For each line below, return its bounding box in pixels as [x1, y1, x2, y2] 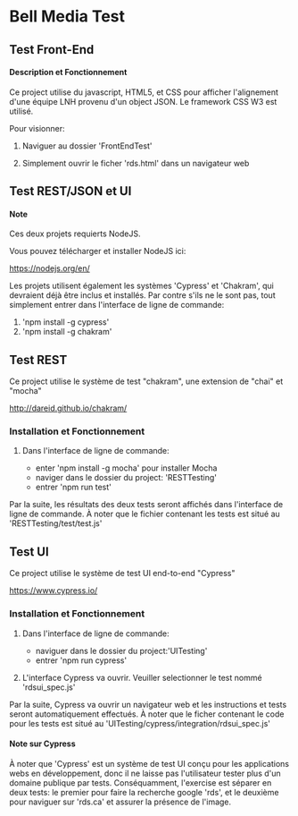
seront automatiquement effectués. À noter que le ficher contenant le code [9, 709, 285, 719]
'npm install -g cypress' [21, 317, 110, 327]
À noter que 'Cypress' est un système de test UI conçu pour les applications [9, 758, 290, 769]
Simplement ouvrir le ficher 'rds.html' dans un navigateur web [21, 157, 250, 168]
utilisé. [9, 106, 34, 116]
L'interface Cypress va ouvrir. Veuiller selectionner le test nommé [21, 672, 262, 683]
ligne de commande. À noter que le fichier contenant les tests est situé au [9, 508, 281, 520]
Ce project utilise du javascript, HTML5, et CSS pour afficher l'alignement [9, 87, 279, 98]
